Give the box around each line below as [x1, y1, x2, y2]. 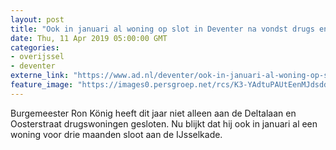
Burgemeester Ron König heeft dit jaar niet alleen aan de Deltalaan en [10, 107, 297, 119]
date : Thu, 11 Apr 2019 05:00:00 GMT [10, 33, 168, 43]
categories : [10, 42, 60, 53]
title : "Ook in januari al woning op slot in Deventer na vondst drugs [10, 24, 315, 34]
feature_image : [10, 80, 74, 90]
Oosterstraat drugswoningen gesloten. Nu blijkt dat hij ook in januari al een [10, 117, 318, 130]
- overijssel [10, 52, 65, 62]
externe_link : [10, 71, 70, 81]
